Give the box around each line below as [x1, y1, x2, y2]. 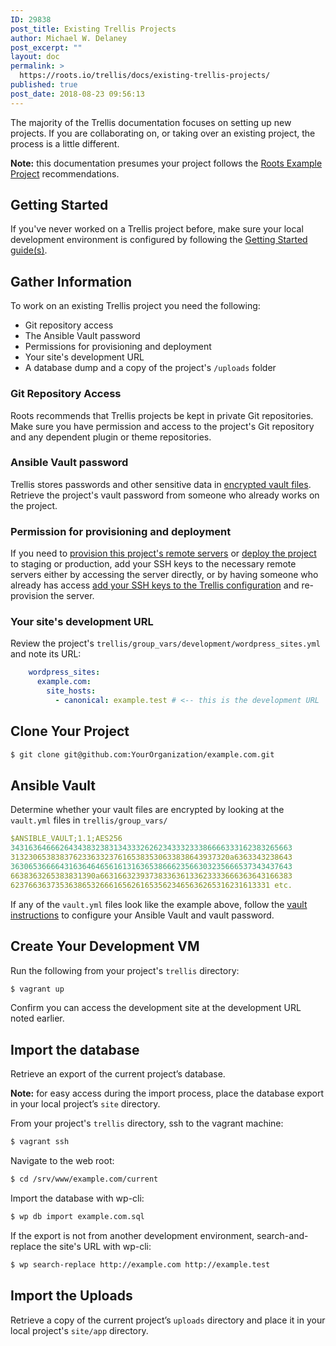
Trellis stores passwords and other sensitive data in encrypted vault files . [10, 478, 312, 490]
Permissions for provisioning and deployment [24, 341, 212, 353]
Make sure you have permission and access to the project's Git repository [10, 420, 315, 432]
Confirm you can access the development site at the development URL [10, 1002, 302, 1014]
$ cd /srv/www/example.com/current [10, 1174, 159, 1185]
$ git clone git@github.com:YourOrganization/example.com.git [10, 749, 275, 760]
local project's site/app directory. [10, 1324, 149, 1336]
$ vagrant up [10, 984, 65, 994]
